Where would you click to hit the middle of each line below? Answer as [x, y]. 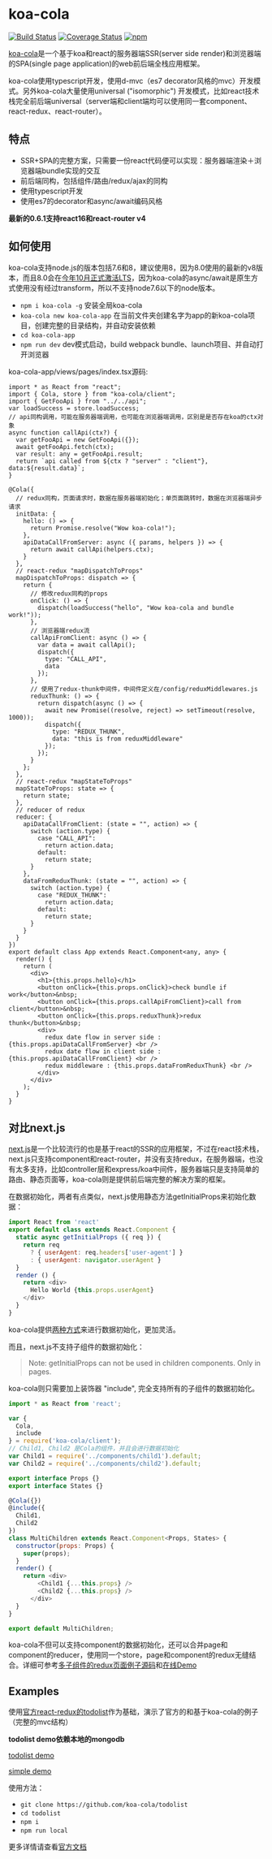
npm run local [44, 1831]
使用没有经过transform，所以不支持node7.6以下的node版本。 [117, 287]
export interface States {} [56, 1486]
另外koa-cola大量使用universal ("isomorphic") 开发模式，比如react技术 [141, 91]
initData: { [36, 514]
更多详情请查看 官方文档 [47, 1847]
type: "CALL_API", [76, 659]
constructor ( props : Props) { [65, 1546]
